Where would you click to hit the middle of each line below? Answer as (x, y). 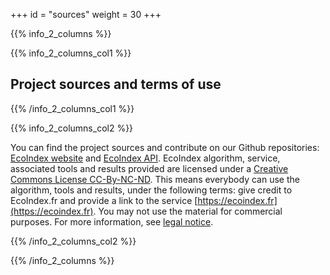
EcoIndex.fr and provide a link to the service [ (104, 200)
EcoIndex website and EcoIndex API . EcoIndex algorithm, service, (145, 158)
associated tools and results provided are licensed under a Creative (149, 168)
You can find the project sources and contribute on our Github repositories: (165, 147)
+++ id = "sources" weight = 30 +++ (86, 14)
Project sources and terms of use (116, 84)
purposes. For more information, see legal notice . (112, 221)
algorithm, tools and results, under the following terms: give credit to (151, 190)
